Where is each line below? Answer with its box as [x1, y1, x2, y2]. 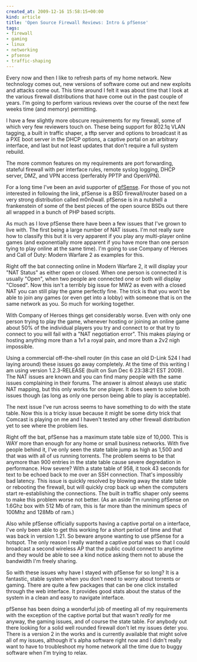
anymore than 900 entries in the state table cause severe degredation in [6, 458, 181, 465]
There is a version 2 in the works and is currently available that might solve [6, 630, 188, 637]
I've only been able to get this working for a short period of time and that [6, 526, 182, 533]
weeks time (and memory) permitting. [6, 105, 98, 112]
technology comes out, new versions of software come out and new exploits [6, 80, 191, 87]
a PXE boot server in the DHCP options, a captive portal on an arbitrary [6, 135, 178, 143]
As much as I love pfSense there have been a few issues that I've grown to [6, 220, 187, 227]
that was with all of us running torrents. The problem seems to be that [6, 452, 175, 459]
